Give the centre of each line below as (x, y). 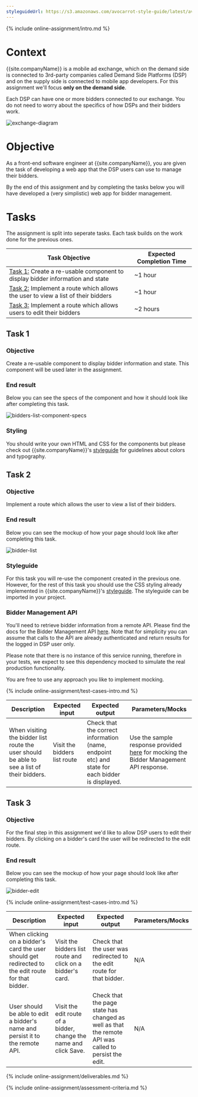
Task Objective (69, 258)
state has (105, 1010)
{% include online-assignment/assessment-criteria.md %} (77, 1088)
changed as (109, 1017)
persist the (107, 1055)
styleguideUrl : (25, 12)
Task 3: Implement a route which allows (64, 306)
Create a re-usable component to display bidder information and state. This (98, 364)
